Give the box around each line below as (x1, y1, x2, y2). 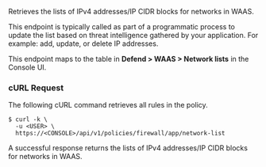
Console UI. (8, 63, 47, 72)
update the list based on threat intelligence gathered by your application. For (8, 31, 259, 40)
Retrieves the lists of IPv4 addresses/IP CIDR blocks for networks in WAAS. (8, 7, 254, 16)
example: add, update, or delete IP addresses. (8, 39, 159, 48)
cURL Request (8, 82, 64, 93)
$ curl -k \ (8, 116, 48, 123)
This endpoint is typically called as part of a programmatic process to (8, 22, 236, 31)
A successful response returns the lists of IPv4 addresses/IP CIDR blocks (8, 143, 249, 153)
